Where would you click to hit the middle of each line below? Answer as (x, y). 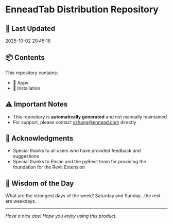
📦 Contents (25, 58)
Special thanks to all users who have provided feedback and (77, 151)
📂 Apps (21, 82)
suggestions (26, 156)
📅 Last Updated (30, 29)
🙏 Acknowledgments (39, 138)
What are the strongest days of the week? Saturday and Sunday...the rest (83, 196)
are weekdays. (21, 201)
